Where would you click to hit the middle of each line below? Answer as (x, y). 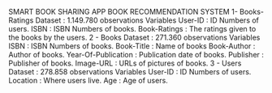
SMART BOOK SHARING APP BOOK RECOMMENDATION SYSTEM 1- (123, 12)
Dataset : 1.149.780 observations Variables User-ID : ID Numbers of (147, 20)
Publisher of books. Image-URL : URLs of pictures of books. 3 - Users (125, 63)
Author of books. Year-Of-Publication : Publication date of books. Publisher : (136, 55)
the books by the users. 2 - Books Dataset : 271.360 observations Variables (134, 37)
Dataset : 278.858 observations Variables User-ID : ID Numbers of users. (130, 72)
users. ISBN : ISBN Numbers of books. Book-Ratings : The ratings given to (132, 29)
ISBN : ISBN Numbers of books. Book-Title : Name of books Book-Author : (132, 46)
